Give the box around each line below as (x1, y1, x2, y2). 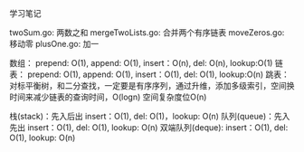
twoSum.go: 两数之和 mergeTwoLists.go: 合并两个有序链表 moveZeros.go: (9, 27, 285, 38)
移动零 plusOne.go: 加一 (9, 39, 100, 49)
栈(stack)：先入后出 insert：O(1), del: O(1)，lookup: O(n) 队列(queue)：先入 (9, 111, 290, 121)
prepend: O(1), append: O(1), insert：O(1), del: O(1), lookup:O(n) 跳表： (26, 69, 290, 80)
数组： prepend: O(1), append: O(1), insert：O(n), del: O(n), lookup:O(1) (9, 58, 273, 68)
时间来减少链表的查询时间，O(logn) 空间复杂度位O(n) (9, 91, 207, 102)
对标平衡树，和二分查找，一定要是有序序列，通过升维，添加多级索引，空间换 (9, 81, 295, 90)
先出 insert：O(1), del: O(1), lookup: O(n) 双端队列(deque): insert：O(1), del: (9, 122, 289, 133)
